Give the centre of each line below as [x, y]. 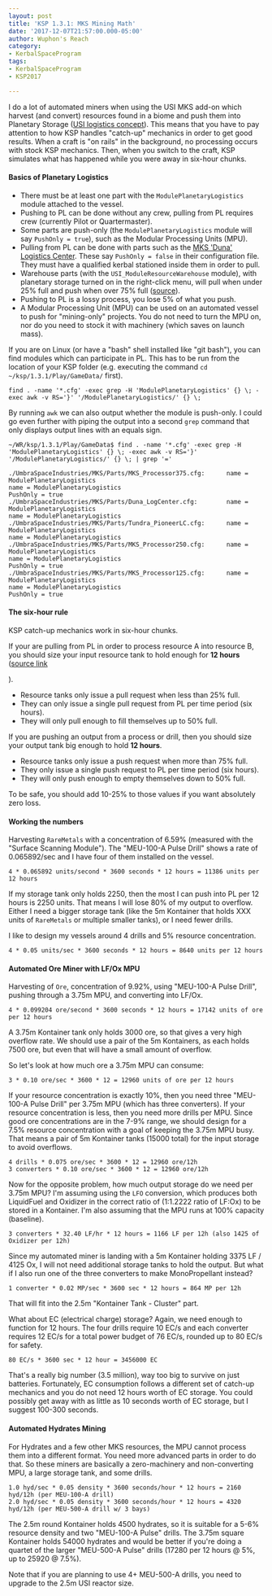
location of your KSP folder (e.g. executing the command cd [108, 366]
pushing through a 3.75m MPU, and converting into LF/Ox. [106, 995]
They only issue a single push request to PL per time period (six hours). [140, 770]
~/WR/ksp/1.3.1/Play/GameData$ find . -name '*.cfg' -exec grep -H [125, 444]
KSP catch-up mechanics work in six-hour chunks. [93, 631]
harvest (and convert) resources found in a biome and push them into [125, 116]
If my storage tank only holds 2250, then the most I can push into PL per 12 [134, 894]
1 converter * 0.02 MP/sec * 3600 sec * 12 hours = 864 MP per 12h [125, 1288]
